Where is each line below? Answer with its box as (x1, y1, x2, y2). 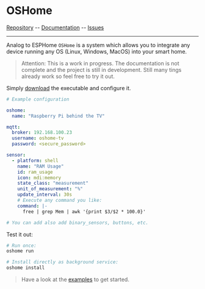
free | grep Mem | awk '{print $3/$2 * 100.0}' (22, 209, 146, 215)
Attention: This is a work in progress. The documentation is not (21, 59, 180, 67)
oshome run (6, 248, 34, 254)
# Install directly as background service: (6, 259, 119, 265)
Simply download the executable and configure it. (6, 84, 131, 91)
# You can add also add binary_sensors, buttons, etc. (6, 219, 149, 226)
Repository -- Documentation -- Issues (6, 24, 104, 31)
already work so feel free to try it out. (21, 73, 115, 80)
